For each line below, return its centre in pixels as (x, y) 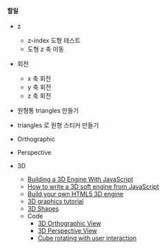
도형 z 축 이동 (45, 49)
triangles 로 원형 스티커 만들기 (58, 125)
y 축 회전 (39, 87)
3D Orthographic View (69, 223)
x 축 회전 (39, 79)
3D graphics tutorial (55, 201)
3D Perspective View (68, 231)
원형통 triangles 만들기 (48, 111)
